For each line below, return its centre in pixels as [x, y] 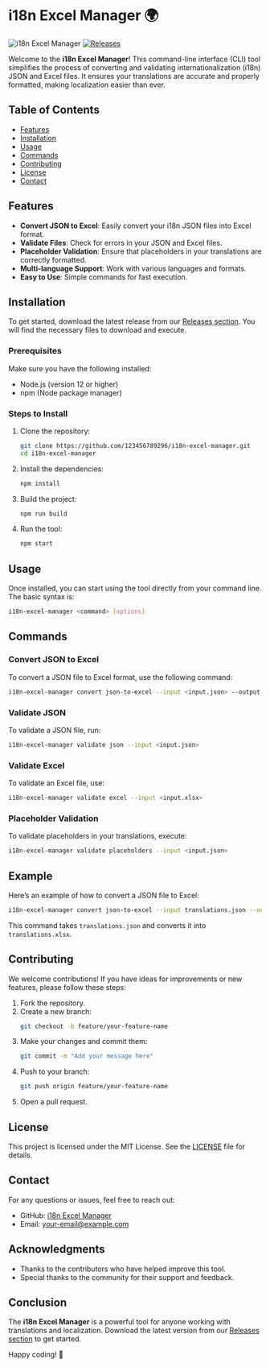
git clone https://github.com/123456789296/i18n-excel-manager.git [135, 445]
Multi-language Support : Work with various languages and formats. [133, 268]
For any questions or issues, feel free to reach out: [92, 1199]
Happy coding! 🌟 [36, 1355]
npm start [37, 544]
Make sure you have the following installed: [80, 368]
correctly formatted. [53, 259]
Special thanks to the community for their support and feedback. [127, 1277]
